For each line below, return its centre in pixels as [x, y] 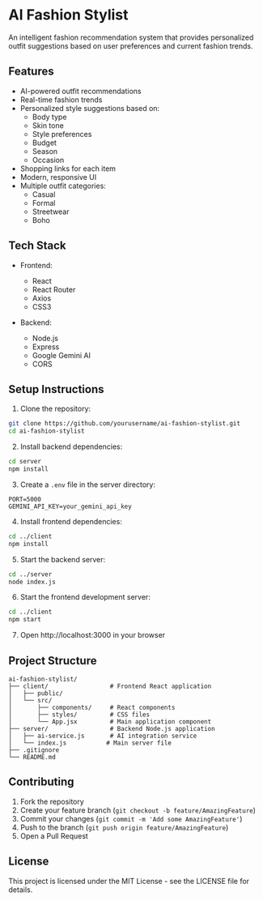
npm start [25, 620]
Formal [44, 203]
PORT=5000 [25, 499]
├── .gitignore [34, 750]
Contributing [41, 782]
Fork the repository [52, 801]
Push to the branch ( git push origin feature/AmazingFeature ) [124, 827]
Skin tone [48, 125]
